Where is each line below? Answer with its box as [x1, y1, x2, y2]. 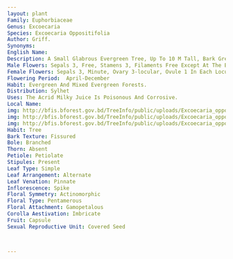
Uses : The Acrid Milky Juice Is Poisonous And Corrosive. [7, 94, 178, 101]
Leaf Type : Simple [7, 165, 60, 172]
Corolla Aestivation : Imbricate [7, 210, 101, 217]
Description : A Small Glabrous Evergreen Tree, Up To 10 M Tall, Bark [7, 56, 216, 62]
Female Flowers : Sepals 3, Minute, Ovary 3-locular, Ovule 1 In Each [7, 68, 213, 75]
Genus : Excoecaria [7, 23, 60, 30]
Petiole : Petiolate [7, 152, 64, 160]
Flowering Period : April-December [7, 74, 110, 82]
